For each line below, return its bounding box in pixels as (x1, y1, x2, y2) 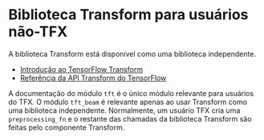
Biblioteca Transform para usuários (8, 6, 249, 24)
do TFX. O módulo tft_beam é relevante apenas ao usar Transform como (8, 97, 247, 106)
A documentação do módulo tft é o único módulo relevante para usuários (8, 88, 254, 98)
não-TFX (8, 22, 68, 41)
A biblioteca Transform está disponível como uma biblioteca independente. (8, 49, 257, 58)
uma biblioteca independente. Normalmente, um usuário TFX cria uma (8, 106, 241, 115)
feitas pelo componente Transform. (8, 122, 125, 132)
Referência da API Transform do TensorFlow (19, 73, 167, 82)
